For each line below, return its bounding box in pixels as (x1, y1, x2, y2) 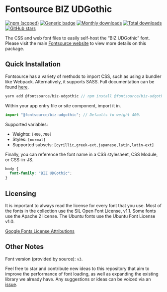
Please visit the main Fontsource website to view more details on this (5, 40, 147, 46)
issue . (5, 281, 17, 288)
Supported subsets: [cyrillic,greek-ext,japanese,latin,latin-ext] (12, 141, 154, 148)
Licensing (5, 189, 36, 198)
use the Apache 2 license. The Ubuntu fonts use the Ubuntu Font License (5, 213, 156, 219)
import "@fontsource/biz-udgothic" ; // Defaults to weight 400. (5, 112, 141, 117)
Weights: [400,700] (12, 131, 52, 137)
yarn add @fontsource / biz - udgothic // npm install (5, 93, 112, 98)
